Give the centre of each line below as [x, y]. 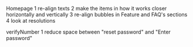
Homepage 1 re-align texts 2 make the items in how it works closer [87, 8]
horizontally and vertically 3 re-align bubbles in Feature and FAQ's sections [97, 15]
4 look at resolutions [31, 21]
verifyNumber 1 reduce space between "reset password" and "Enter [89, 32]
